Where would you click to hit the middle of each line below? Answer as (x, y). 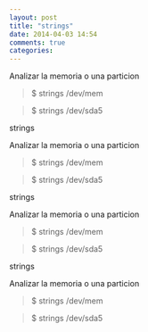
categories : (31, 51)
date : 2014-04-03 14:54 (53, 34)
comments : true (37, 42)
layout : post (33, 17)
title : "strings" (41, 26)
